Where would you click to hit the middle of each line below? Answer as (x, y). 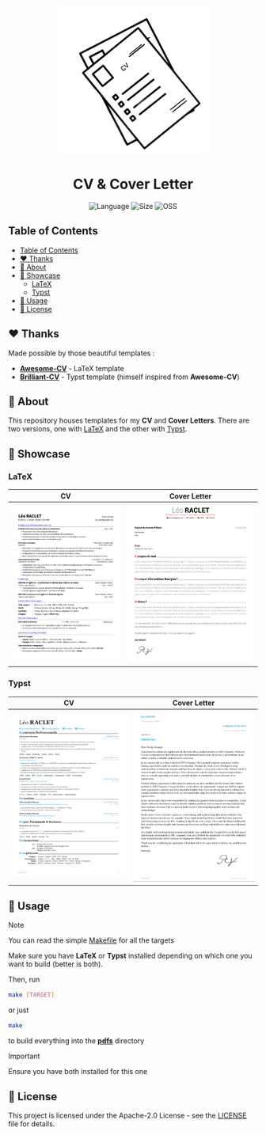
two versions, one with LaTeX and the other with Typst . (98, 429)
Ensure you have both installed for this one (78, 1072)
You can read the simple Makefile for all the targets (91, 940)
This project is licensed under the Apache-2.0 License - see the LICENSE (127, 1116)
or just (19, 1010)
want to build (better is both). (55, 964)
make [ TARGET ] (32, 995)
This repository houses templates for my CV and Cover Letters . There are (129, 420)
